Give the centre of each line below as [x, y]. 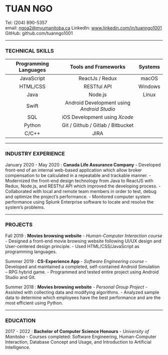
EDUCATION [20, 320]
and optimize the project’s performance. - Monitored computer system [78, 196]
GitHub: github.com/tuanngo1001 [39, 33]
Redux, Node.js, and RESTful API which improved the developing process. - [83, 186]
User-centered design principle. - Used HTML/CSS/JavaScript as [72, 246]
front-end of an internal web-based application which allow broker [74, 170]
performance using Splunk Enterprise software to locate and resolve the [79, 202]
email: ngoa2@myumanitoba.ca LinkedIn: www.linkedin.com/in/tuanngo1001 [83, 27]
